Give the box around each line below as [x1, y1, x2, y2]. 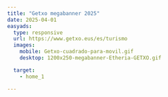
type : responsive [13, 29, 63, 36]
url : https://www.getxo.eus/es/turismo [13, 36, 128, 42]
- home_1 [19, 73, 45, 80]
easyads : [7, 23, 32, 29]
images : [13, 42, 36, 48]
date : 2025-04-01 [7, 16, 57, 23]
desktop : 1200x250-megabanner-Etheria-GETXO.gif [19, 55, 162, 61]
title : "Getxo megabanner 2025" [7, 10, 100, 17]
